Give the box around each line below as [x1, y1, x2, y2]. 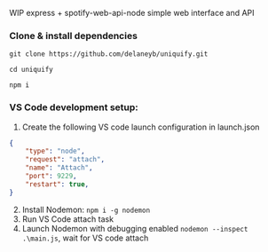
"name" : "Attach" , [25, 163, 93, 172]
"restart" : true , [25, 179, 90, 189]
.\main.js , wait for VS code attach [21, 232, 149, 243]
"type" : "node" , [25, 146, 86, 156]
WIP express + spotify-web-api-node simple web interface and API [9, 8, 255, 18]
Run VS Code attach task [21, 213, 114, 224]
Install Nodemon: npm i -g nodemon [21, 204, 151, 215]
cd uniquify [9, 66, 53, 75]
